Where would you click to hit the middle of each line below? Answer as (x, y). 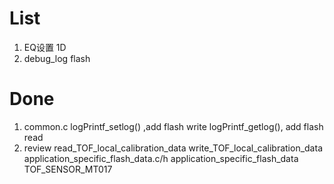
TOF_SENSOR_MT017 (68, 169)
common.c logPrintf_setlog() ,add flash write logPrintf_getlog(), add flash (173, 126)
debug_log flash (57, 58)
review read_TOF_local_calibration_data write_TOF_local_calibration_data (173, 148)
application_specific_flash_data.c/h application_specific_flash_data (161, 158)
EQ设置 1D (45, 47)
